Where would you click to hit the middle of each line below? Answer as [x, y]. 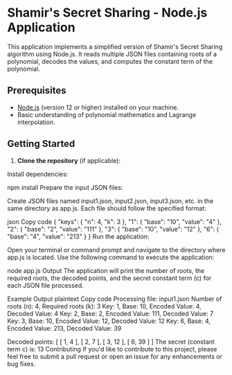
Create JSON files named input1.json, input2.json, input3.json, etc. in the [110, 201]
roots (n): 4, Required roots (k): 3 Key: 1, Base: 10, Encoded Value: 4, [105, 306]
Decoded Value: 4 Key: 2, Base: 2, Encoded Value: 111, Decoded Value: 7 [110, 313]
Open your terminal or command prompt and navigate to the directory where [116, 250]
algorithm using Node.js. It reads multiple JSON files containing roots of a [112, 54]
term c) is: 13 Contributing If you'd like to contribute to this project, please [112, 349]
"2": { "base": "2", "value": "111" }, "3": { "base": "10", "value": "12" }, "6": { [113, 229]
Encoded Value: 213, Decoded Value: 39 [64, 328]
